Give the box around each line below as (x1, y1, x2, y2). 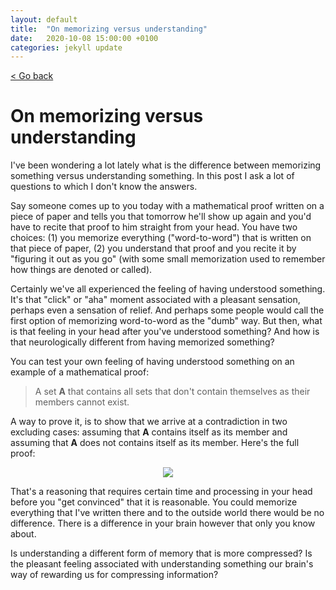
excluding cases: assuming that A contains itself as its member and (10, 426, 288, 438)
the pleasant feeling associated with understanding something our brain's (10, 558, 314, 570)
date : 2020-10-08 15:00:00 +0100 (10, 33, 159, 43)
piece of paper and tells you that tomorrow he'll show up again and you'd (10, 211, 312, 223)
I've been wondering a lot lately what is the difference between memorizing (10, 159, 322, 171)
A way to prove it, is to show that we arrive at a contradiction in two (10, 416, 288, 428)
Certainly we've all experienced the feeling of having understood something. (10, 283, 326, 295)
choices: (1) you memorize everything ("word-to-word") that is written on (10, 232, 312, 244)
